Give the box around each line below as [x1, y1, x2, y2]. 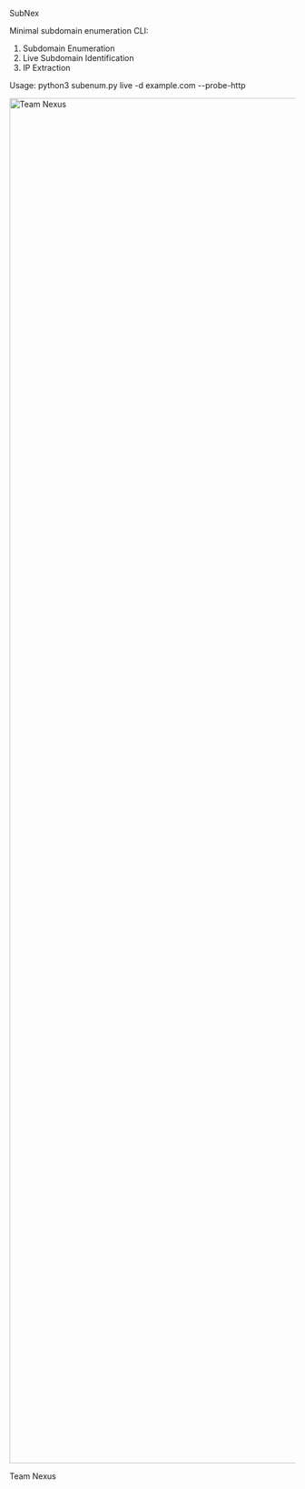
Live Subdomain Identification [22, 53, 134, 63]
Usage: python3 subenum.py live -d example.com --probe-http [9, 80, 247, 90]
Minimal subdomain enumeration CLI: [9, 25, 149, 35]
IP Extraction [22, 63, 71, 73]
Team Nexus [9, 1471, 57, 1482]
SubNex [9, 8, 39, 18]
